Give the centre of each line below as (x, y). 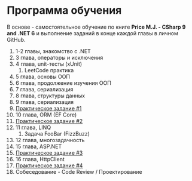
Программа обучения (64, 10)
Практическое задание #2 (49, 121)
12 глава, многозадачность (50, 140)
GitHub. (16, 39)
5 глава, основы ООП (43, 76)
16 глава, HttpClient (40, 159)
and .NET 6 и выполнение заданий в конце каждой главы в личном (93, 33)
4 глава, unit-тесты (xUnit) (49, 64)
